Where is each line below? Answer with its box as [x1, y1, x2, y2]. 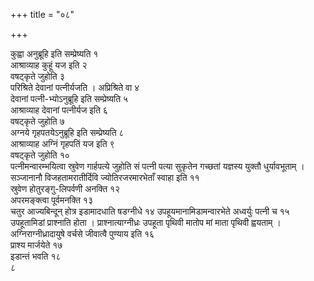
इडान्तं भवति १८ [10, 250, 62, 262]
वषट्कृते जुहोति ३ [10, 70, 65, 82]
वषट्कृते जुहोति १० [10, 149, 70, 161]
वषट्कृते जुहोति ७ [10, 115, 65, 127]
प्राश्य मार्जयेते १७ [10, 239, 63, 251]
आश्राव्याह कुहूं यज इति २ [10, 59, 88, 71]
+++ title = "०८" [10, 9, 75, 20]
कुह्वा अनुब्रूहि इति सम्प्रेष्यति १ [10, 48, 99, 59]
